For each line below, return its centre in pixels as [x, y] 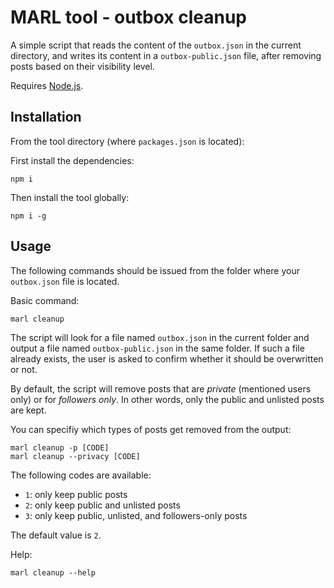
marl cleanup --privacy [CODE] [75, 456]
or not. [24, 369]
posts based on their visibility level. [82, 66]
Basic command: [45, 300]
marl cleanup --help [53, 572]
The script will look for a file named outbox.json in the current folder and [160, 337]
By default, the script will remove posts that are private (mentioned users [161, 388]
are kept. [28, 410]
